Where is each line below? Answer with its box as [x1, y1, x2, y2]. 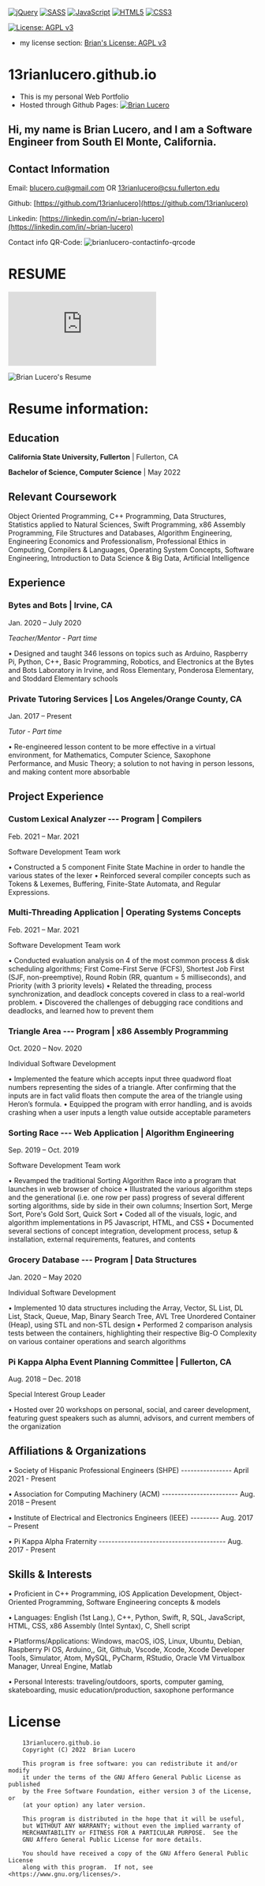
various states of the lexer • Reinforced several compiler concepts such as [8, 870, 251, 880]
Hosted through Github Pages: [19, 100, 118, 110]
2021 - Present [8, 1474, 57, 1483]
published [8, 1780, 41, 1788]
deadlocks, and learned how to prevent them [8, 1005, 154, 1015]
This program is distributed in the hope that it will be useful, [22, 1815, 245, 1823]
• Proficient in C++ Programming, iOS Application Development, [8, 1588, 216, 1599]
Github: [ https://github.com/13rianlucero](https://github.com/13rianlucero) [8, 198, 248, 209]
